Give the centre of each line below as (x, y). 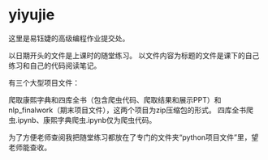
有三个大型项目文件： (44, 82)
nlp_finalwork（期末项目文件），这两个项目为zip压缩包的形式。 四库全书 (128, 110)
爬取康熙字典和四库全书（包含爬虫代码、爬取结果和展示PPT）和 (115, 99)
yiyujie (32, 15)
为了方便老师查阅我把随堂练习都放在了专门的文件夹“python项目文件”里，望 (134, 137)
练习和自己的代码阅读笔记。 (55, 65)
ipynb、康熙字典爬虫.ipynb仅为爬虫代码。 (87, 120)
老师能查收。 (30, 147)
